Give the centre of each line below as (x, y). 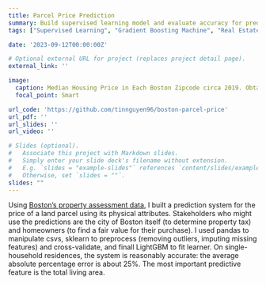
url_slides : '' (33, 124)
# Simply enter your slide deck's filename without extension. (118, 161)
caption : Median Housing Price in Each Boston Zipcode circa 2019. (129, 88)
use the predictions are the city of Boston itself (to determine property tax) (130, 222)
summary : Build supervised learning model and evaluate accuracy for (125, 23)
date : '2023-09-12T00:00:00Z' (58, 44)
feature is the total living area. (57, 272)
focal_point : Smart (47, 95)
